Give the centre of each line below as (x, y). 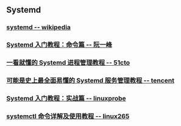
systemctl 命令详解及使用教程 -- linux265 (68, 116)
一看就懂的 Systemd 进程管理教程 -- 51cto (68, 63)
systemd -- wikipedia (39, 27)
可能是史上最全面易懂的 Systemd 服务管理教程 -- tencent (90, 80)
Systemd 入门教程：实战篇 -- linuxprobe (66, 98)
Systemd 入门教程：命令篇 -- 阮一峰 (59, 45)
